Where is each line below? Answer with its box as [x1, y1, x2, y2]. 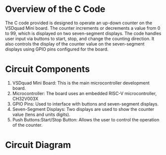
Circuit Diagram [5, 140, 71, 151]
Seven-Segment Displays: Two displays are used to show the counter [12, 106, 155, 112]
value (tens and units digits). [12, 111, 70, 117]
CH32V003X [12, 96, 39, 102]
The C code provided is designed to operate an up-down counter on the [5, 20, 153, 26]
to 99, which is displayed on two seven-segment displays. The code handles [5, 30, 162, 36]
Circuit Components [5, 63, 90, 75]
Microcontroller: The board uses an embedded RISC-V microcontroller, [12, 90, 157, 96]
